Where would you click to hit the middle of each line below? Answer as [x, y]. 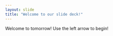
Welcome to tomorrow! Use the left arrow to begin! [57, 28]
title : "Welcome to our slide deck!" [44, 14]
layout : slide [20, 10]
